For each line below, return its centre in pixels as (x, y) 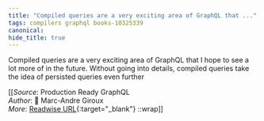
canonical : (26, 30)
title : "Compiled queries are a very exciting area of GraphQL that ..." (133, 15)
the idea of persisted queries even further (77, 77)
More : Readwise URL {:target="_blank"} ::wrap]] (86, 109)
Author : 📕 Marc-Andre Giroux (56, 100)
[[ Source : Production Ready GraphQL (69, 93)
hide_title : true (37, 38)
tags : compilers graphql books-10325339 (76, 23)
